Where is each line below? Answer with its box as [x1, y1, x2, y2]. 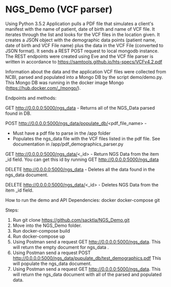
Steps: [5, 207, 19, 213]
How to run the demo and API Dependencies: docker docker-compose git [5, 197, 160, 203]
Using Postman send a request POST [12, 250, 91, 256]
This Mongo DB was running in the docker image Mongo [5, 79, 124, 86]
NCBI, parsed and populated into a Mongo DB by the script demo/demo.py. [5, 74, 163, 80]
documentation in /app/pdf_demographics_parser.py [12, 141, 124, 147]
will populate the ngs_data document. [12, 260, 92, 266]
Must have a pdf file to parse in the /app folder [12, 130, 111, 136]
